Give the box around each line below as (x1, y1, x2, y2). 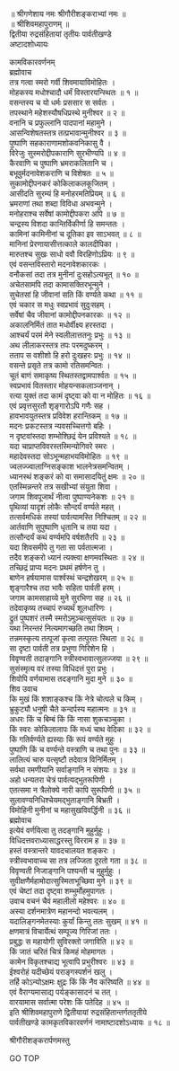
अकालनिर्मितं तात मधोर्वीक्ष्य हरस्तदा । (9, 320, 115, 330)
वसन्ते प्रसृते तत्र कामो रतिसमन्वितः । (9, 360, 111, 370)
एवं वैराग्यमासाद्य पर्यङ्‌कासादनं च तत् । (9, 987, 118, 997)
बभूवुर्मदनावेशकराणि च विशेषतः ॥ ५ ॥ (9, 168, 114, 179)
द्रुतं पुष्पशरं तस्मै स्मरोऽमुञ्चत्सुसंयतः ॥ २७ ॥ (9, 613, 133, 624)
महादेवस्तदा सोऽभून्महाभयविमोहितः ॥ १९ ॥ (9, 451, 128, 462)
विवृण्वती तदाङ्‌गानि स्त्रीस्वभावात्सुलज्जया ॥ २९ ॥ (9, 653, 149, 664)
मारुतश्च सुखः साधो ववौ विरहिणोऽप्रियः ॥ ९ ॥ (9, 249, 135, 260)
